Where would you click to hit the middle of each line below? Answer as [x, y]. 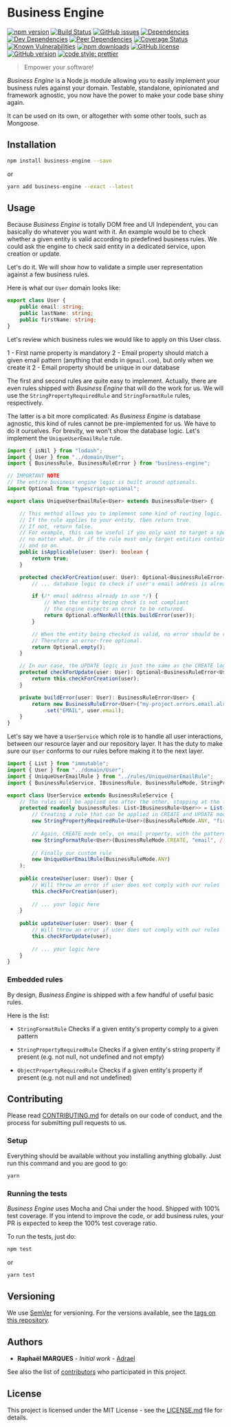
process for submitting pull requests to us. [67, 1123]
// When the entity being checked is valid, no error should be [126, 634]
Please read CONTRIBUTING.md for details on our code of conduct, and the [114, 1115]
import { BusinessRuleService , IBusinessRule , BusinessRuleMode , [102, 783]
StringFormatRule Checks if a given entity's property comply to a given [118, 1029]
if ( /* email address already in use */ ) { [95, 596]
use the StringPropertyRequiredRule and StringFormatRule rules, [99, 395]
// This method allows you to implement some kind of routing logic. [121, 514]
